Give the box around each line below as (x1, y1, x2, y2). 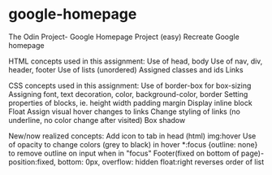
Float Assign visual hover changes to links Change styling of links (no (8, 107, 241, 116)
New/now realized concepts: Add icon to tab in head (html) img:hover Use (8, 131, 257, 141)
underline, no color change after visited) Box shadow (8, 115, 186, 125)
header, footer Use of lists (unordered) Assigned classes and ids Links (8, 64, 244, 74)
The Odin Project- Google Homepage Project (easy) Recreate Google (8, 32, 240, 42)
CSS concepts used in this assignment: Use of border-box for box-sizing (8, 81, 252, 90)
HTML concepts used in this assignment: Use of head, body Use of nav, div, (8, 56, 263, 66)
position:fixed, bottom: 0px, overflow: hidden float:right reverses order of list (8, 156, 265, 167)
